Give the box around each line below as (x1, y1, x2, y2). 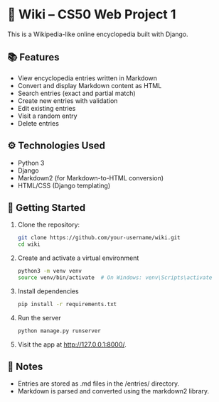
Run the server (17, 313, 62, 322)
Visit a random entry (17, 112, 78, 120)
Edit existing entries (17, 104, 76, 112)
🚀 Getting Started (7, 202, 86, 214)
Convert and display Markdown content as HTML (17, 81, 162, 89)
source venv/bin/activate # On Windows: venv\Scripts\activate (17, 274, 213, 281)
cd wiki (17, 241, 41, 248)
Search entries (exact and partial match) (17, 89, 137, 97)
